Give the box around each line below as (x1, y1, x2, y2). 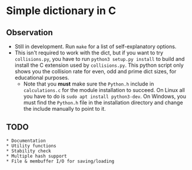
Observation (6, 28, 53, 38)
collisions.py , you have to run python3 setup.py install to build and (14, 56, 185, 62)
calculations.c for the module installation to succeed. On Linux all (23, 87, 186, 93)
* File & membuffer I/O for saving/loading (6, 158, 115, 164)
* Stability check (6, 148, 51, 154)
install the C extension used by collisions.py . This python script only (14, 62, 184, 69)
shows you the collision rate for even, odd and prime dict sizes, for (14, 68, 177, 74)
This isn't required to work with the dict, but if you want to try (14, 49, 164, 56)
